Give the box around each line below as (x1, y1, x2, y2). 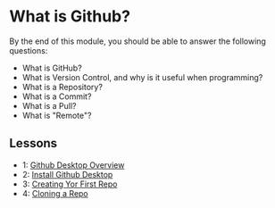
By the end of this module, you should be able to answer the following (9, 36, 266, 46)
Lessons (9, 136, 58, 151)
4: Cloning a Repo (21, 187, 89, 198)
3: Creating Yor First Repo (21, 179, 118, 189)
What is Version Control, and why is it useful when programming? (21, 71, 263, 82)
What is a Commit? (21, 91, 92, 102)
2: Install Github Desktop (21, 169, 113, 179)
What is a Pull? (21, 100, 77, 111)
